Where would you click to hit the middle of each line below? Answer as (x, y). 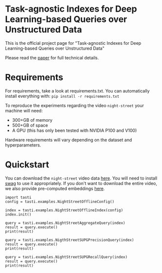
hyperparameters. (23, 145)
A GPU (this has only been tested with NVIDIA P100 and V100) (74, 130)
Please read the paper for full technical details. (52, 57)
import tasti (18, 197)
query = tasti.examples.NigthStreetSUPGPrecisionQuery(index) (70, 240)
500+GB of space (30, 125)
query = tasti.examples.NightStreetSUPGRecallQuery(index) (66, 257)
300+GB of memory (32, 120)
